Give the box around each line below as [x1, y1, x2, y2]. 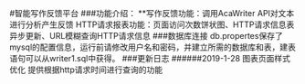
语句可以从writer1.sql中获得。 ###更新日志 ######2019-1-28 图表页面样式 [9, 53, 290, 63]
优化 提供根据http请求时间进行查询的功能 [9, 64, 163, 75]
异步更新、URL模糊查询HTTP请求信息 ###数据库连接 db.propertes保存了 [9, 31, 283, 41]
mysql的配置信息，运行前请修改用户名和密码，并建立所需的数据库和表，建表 [9, 42, 297, 52]
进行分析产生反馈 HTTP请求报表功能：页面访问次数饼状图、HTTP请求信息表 [9, 19, 295, 30]
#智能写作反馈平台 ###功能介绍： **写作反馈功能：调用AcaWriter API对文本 [9, 8, 295, 18]
